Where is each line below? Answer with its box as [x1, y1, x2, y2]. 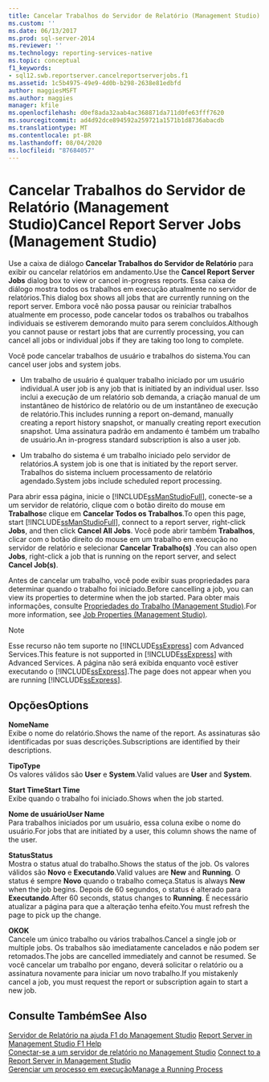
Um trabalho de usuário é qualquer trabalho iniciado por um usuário [19, 375, 245, 385]
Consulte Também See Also [8, 1009, 147, 1023]
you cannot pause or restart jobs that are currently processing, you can [8, 327, 245, 337]
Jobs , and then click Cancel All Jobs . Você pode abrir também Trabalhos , [8, 526, 255, 535]
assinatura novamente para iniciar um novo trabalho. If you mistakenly [8, 969, 238, 978]
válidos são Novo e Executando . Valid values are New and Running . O [8, 867, 241, 877]
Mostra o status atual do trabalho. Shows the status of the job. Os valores [8, 859, 250, 869]
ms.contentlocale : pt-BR [8, 131, 92, 139]
